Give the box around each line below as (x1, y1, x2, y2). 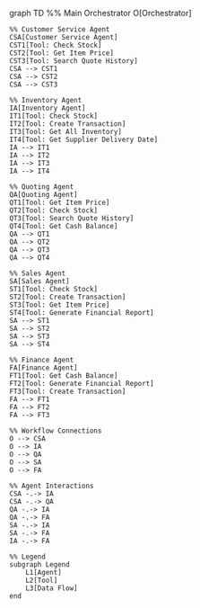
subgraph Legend (9, 560, 70, 569)
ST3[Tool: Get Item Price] (9, 300, 110, 309)
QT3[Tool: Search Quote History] (9, 214, 135, 223)
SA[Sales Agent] (9, 277, 70, 286)
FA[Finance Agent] (9, 363, 78, 372)
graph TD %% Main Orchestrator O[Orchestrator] (9, 8, 192, 18)
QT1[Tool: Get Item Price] (9, 198, 110, 207)
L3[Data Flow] (25, 584, 78, 593)
